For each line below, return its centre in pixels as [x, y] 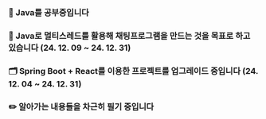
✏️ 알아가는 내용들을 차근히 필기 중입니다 [81, 106]
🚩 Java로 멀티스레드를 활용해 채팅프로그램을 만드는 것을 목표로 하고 [129, 36]
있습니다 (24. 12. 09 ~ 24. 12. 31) [70, 48]
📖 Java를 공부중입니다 [49, 12]
